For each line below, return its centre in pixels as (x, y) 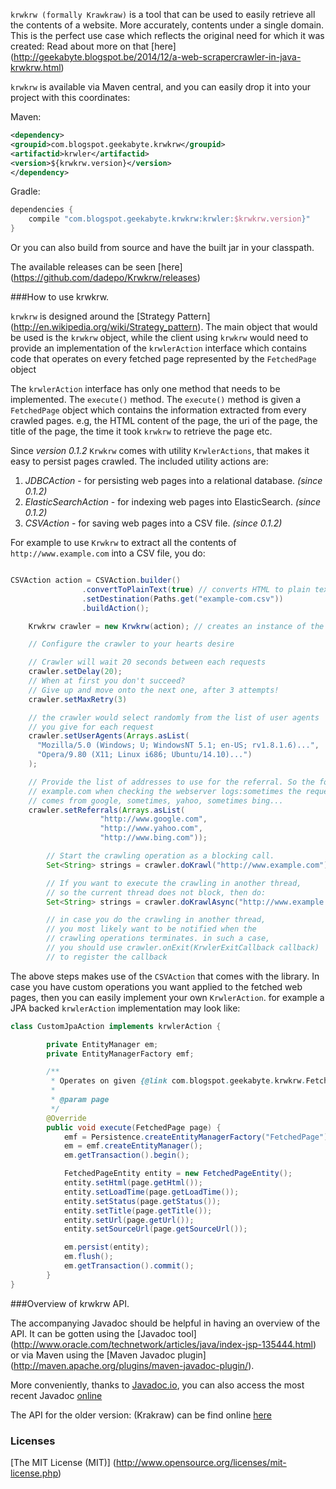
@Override (66, 1118)
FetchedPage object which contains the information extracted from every (158, 410)
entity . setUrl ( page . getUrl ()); (129, 1220)
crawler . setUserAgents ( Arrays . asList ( (109, 736)
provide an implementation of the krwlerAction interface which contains (158, 348)
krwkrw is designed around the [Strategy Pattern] (110, 316)
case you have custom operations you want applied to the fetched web (156, 986)
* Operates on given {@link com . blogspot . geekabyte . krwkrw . (178, 1081)
